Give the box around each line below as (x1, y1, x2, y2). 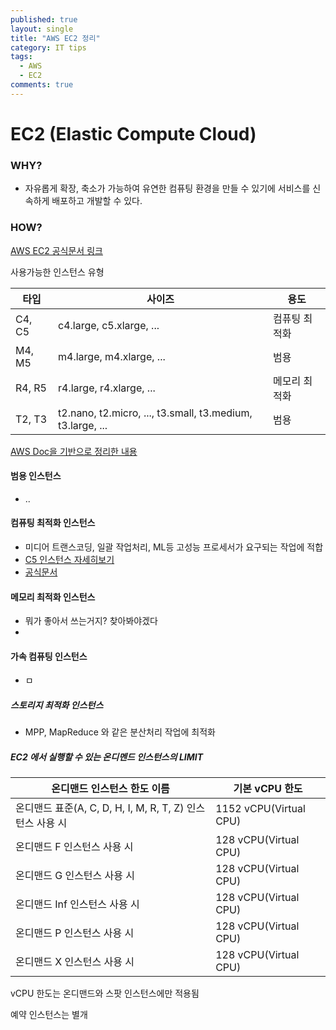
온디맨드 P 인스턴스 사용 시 (15, 926, 135, 940)
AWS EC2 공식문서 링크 (10, 244, 103, 256)
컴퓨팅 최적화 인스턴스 (10, 517, 96, 529)
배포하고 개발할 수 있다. (51, 195, 143, 207)
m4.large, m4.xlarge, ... (58, 349, 166, 363)
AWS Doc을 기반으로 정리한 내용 (10, 445, 138, 457)
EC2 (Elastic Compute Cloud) (10, 122, 257, 145)
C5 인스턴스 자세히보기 (24, 553, 115, 565)
